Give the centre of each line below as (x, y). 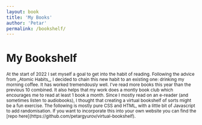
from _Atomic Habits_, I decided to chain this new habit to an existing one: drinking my (95, 80)
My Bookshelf (42, 58)
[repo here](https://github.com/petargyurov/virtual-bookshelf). (71, 117)
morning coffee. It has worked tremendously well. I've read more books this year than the (99, 85)
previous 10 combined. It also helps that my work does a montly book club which (90, 90)
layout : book (23, 12)
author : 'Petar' (27, 23)
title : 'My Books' (29, 17)
